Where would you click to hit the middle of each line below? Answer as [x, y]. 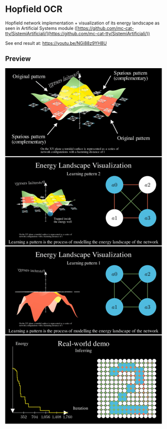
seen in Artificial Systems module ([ [42, 28]
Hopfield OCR [34, 9]
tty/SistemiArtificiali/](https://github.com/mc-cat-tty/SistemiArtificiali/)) [78, 33]
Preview [18, 59]
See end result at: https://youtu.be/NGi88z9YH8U [56, 43]
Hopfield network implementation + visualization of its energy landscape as [83, 23]
